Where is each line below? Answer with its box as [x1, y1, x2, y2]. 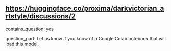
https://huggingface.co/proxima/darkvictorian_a [5, 4, 164, 13]
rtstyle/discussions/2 [5, 12, 76, 21]
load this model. [5, 41, 39, 47]
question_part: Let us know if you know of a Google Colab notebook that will [5, 35, 166, 41]
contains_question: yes [5, 25, 54, 32]
